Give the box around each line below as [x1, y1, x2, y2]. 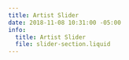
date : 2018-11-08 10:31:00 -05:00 [8, 19, 122, 26]
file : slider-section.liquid [15, 41, 111, 48]
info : [8, 26, 26, 34]
